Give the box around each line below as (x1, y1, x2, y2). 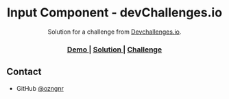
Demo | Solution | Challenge (67, 45, 162, 54)
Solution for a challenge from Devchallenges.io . (47, 27, 182, 36)
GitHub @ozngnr (16, 84, 64, 92)
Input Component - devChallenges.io (6, 5, 223, 21)
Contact (6, 66, 42, 78)
